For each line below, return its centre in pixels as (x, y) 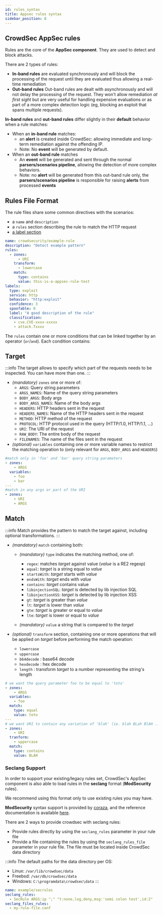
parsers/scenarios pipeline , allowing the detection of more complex (88, 165)
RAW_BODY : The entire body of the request (60, 434)
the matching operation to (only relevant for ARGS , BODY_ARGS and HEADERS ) (85, 450)
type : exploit (24, 291)
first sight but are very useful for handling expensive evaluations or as (82, 99)
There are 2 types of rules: (32, 65)
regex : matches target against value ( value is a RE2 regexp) (86, 564)
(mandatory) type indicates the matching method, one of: (77, 554)
